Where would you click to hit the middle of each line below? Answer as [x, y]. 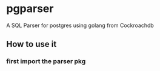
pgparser [30, 9]
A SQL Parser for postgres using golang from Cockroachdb [80, 25]
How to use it [32, 44]
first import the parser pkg [46, 61]
